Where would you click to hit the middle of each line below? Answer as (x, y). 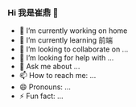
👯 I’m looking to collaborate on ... (74, 49)
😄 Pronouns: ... (45, 87)
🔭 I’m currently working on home (73, 31)
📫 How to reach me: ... (58, 76)
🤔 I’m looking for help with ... (66, 58)
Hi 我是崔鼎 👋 (33, 12)
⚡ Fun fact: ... (41, 96)
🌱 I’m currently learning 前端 (66, 40)
